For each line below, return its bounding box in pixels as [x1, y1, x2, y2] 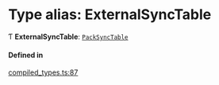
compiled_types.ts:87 [8, 68, 79, 77]
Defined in [8, 50, 44, 60]
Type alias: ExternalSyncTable [8, 6, 212, 24]
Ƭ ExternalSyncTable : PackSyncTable [8, 32, 129, 41]
